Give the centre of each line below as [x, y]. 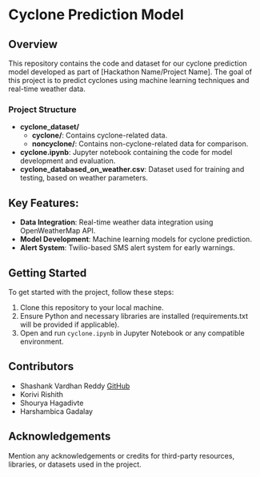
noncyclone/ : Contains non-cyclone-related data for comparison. [140, 144]
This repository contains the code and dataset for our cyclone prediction [128, 63]
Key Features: [44, 203]
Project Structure [42, 109]
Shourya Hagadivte [52, 403]
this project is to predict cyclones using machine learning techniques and [129, 80]
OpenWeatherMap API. [58, 231]
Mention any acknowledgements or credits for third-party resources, [121, 455]
